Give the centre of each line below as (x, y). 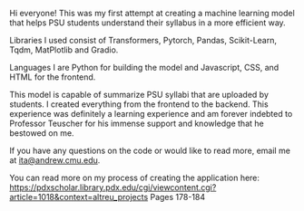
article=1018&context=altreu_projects (79, 197)
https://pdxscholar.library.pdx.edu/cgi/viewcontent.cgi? (113, 187)
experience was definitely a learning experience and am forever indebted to (151, 114)
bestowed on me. (42, 133)
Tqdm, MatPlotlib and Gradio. (64, 50)
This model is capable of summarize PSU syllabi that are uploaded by (139, 95)
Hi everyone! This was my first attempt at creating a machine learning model (152, 13)
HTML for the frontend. (53, 77)
